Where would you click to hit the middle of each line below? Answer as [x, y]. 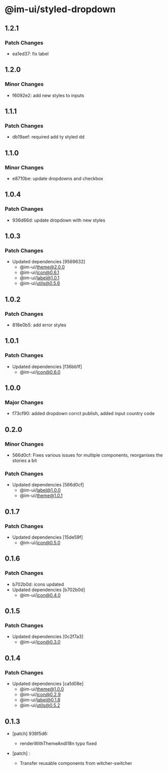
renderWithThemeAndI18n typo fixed [58, 743]
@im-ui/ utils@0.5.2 [40, 705]
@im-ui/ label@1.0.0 [40, 490]
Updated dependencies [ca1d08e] [48, 684]
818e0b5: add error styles [39, 325]
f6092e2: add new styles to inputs [48, 95]
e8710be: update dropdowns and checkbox [58, 178]
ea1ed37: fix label [30, 53]
